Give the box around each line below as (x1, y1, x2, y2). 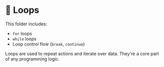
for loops (12, 30, 32, 36)
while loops (12, 36, 36, 42)
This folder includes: (5, 21, 47, 27)
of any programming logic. (5, 56, 60, 62)
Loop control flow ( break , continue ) (12, 41, 85, 47)
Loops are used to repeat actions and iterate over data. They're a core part (5, 51, 159, 57)
